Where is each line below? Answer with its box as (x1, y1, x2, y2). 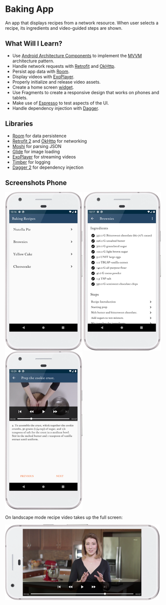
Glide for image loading (12, 149, 60, 154)
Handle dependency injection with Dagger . (12, 105, 99, 111)
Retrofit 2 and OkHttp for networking (12, 138, 87, 144)
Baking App (5, 3, 54, 15)
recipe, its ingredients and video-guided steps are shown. (5, 25, 123, 31)
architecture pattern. (12, 58, 54, 64)
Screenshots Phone (5, 178, 67, 187)
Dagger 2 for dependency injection (12, 164, 84, 170)
